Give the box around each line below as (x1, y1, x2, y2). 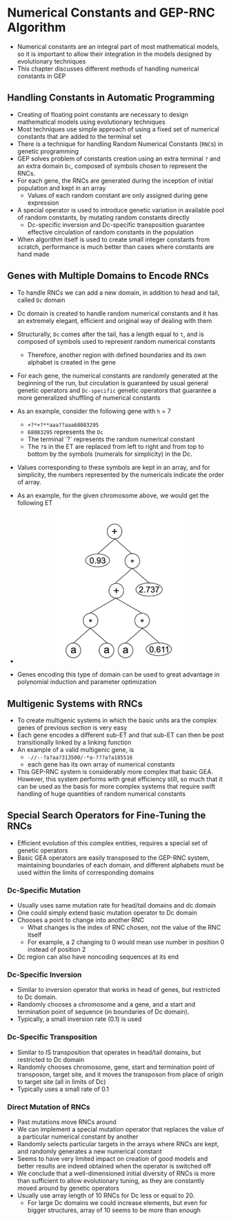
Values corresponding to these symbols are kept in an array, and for (17, 463, 210, 471)
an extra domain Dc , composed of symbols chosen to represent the (17, 161, 208, 170)
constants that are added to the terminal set (17, 132, 142, 140)
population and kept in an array (17, 183, 106, 192)
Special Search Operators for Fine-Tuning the (7, 809, 206, 821)
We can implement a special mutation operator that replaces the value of (17, 1125, 224, 1133)
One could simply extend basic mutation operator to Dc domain (17, 908, 198, 917)
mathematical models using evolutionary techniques (17, 118, 165, 126)
